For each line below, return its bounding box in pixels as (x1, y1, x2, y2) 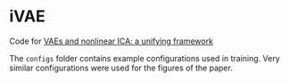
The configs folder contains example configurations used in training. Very (9, 53, 281, 63)
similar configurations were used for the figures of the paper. (9, 62, 234, 73)
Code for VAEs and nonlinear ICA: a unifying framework (9, 36, 214, 46)
